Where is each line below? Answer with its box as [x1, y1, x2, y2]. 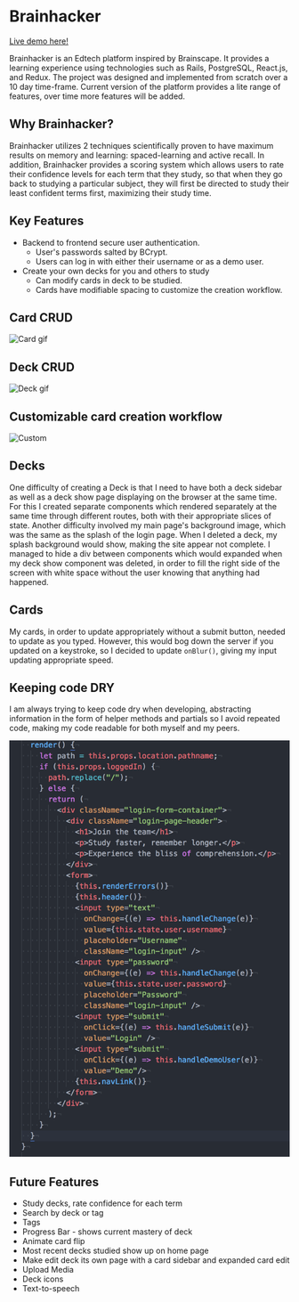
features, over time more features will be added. [9, 91, 185, 102]
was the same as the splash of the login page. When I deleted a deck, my [9, 529, 278, 540]
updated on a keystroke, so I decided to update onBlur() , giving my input [9, 645, 278, 655]
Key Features [9, 214, 85, 229]
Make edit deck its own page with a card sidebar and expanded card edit [21, 1255, 290, 1265]
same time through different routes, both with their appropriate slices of [9, 510, 271, 521]
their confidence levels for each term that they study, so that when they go [9, 168, 283, 179]
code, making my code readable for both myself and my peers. [9, 723, 240, 734]
